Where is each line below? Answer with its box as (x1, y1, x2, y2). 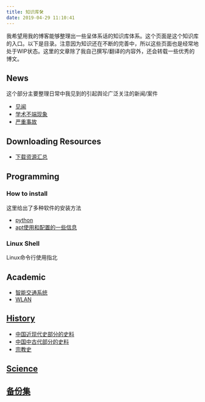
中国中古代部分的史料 (15, 338, 69, 345)
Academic (6, 272, 46, 282)
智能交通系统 (15, 289, 48, 296)
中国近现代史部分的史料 (15, 330, 74, 337)
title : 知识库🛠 (6, 9, 44, 15)
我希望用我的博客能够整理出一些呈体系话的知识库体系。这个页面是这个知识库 (6, 32, 199, 40)
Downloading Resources (6, 136, 102, 146)
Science (6, 364, 38, 374)
